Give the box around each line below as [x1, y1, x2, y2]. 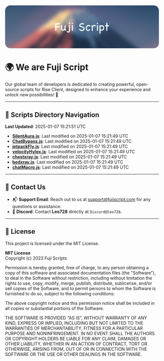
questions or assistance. [12, 203, 62, 209]
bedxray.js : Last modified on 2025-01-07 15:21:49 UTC [12, 159, 123, 165]
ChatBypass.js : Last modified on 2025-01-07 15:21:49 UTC [12, 138, 132, 144]
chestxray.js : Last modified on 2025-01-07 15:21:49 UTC [12, 154, 127, 160]
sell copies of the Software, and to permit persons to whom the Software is [5, 285, 156, 291]
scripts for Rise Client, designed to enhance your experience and [20, 87, 151, 93]
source [5, 87, 20, 93]
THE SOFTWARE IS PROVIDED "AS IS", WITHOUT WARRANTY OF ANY [5, 314, 147, 321]
